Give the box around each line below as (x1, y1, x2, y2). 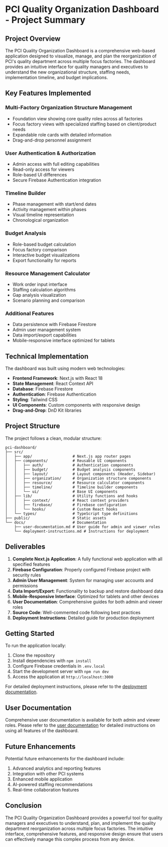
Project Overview (5, 34, 61, 43)
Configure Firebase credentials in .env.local (12, 663, 105, 669)
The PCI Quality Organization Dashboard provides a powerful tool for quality (5, 815, 163, 821)
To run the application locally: (5, 642, 66, 648)
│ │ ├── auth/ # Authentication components (5, 463, 134, 468)
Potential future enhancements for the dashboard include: (5, 756, 125, 762)
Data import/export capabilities (12, 332, 77, 338)
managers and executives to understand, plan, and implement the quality (5, 820, 156, 826)
